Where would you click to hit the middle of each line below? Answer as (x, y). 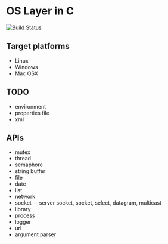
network (25, 197)
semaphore (29, 165)
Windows (26, 67)
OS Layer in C (40, 11)
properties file (32, 113)
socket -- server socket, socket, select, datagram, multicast (88, 203)
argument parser (35, 234)
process (25, 215)
